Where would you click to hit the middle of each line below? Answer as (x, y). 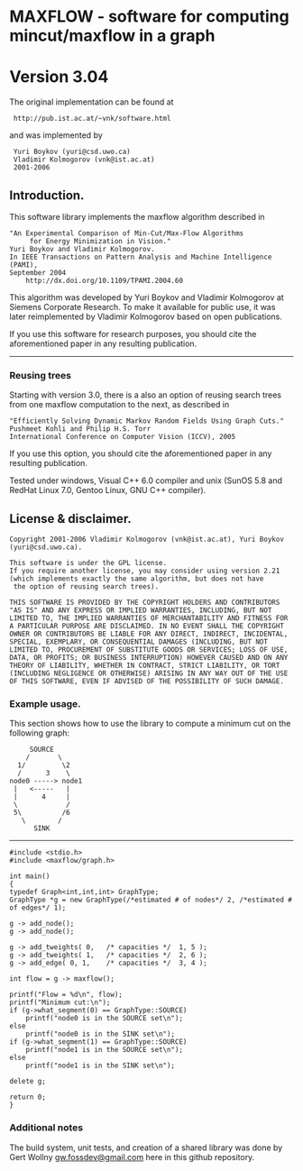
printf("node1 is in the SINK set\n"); (101, 1066)
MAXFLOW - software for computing (150, 17)
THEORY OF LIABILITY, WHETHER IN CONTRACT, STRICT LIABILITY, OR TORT (145, 666)
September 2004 (38, 272)
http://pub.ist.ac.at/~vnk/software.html (92, 119)
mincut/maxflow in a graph (112, 36)
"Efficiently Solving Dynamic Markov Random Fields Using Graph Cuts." (147, 421)
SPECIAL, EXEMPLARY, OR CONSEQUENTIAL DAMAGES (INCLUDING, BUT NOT (139, 642)
